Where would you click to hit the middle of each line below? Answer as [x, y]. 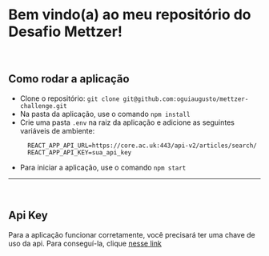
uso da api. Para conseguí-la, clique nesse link [85, 243]
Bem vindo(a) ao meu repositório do [130, 15]
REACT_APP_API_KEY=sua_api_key [80, 152]
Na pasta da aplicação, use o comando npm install [105, 114]
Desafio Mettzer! [65, 32]
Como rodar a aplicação [69, 79]
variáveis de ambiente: [57, 130]
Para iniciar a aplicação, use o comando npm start [103, 167]
